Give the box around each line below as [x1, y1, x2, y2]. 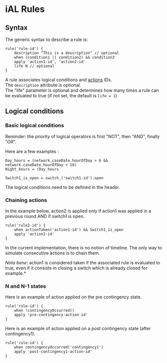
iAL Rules [5, 3, 45, 15]
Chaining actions [5, 196, 47, 203]
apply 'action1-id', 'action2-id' [14, 59, 86, 64]
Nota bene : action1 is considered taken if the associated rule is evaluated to [5, 259, 161, 265]
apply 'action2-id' [14, 231, 55, 236]
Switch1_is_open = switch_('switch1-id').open [5, 176, 104, 181]
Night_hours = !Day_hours [5, 167, 59, 172]
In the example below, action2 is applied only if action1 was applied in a [5, 208, 151, 214]
